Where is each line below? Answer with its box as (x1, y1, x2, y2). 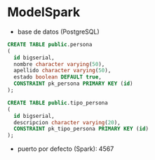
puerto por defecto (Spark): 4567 (17, 145, 114, 153)
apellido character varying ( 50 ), (13, 67, 112, 74)
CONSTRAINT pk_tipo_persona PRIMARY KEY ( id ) (13, 126, 149, 133)
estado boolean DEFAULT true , (13, 74, 102, 81)
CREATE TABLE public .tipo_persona (7, 99, 109, 106)
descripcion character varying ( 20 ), (13, 119, 121, 126)
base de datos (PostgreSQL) (17, 27, 100, 36)
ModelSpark (7, 4, 81, 20)
